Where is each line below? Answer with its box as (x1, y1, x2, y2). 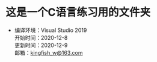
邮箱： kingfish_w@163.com (14, 49, 83, 56)
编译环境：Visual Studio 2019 (14, 26, 87, 34)
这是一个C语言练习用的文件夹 (5, 5, 151, 19)
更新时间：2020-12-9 (14, 42, 68, 49)
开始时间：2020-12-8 (14, 34, 68, 41)
